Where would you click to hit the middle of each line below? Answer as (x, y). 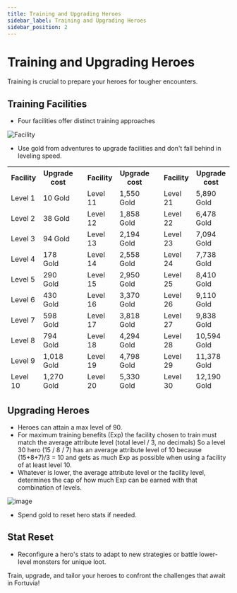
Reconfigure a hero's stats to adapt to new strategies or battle (108, 554)
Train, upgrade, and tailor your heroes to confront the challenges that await (116, 575)
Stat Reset (31, 537)
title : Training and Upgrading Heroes (64, 14)
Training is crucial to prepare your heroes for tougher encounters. (103, 81)
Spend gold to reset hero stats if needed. (77, 514)
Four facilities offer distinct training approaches (86, 121)
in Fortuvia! (24, 583)
